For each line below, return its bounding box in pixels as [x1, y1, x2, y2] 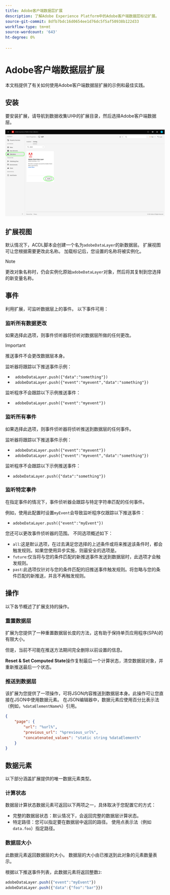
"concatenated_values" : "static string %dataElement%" [23, 735, 142, 740]
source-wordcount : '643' [5, 29, 58, 35]
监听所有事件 [5, 413, 37, 420]
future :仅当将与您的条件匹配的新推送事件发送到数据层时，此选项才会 [12, 553, 156, 560]
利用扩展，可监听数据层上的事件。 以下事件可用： [5, 306, 109, 312]
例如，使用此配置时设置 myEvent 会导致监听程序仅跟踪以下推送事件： [5, 510, 146, 516]
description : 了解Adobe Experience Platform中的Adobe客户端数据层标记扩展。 [5, 13, 159, 19]
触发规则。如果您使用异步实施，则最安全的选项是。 [12, 547, 119, 553]
